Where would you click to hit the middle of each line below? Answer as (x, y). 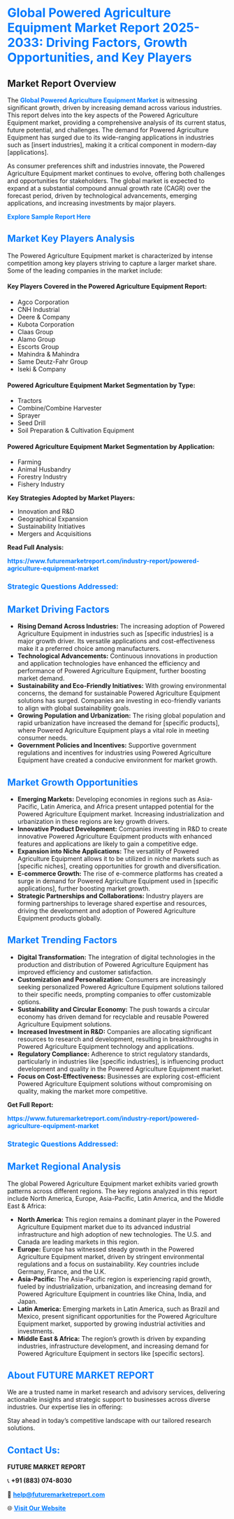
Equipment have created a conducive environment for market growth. (117, 760)
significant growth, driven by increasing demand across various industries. (115, 108)
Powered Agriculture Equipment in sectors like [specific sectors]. (111, 1353)
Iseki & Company (42, 369)
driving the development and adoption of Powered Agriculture (107, 910)
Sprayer (29, 415)
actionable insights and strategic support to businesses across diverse (109, 1400)
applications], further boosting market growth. (84, 888)
